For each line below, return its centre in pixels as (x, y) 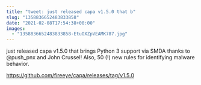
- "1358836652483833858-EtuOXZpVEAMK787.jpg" (70, 34)
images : (16, 28)
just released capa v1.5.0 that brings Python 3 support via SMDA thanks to (98, 51)
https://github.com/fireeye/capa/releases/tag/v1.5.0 (70, 75)
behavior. (18, 64)
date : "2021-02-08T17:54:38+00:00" (51, 23)
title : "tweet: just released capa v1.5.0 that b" (71, 12)
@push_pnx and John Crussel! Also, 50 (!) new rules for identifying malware (100, 57)
